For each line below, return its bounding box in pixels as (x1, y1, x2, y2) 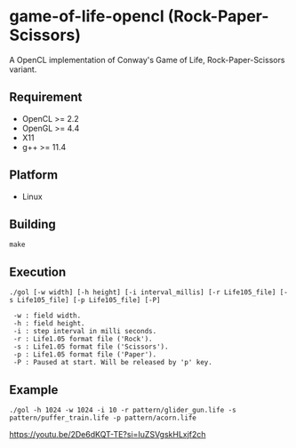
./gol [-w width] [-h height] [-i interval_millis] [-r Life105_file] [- (9, 288, 289, 297)
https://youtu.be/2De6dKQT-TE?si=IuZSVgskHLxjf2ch (9, 429, 206, 439)
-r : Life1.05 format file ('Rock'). (12, 335, 153, 344)
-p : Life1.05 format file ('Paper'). (12, 350, 157, 359)
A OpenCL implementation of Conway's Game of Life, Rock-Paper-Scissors (9, 54, 285, 65)
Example (9, 382, 59, 397)
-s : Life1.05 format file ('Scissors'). (12, 342, 169, 352)
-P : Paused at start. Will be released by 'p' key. (12, 358, 213, 367)
